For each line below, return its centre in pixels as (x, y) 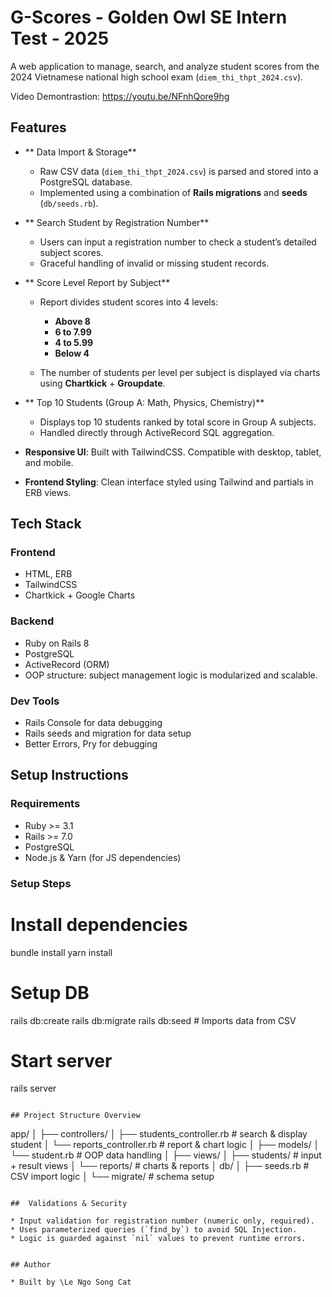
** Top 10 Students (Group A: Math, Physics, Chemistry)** (144, 402)
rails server (33, 1088)
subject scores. (71, 252)
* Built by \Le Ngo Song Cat (71, 1282)
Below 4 (72, 353)
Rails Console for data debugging (93, 723)
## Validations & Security (69, 1204)
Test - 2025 (60, 38)
